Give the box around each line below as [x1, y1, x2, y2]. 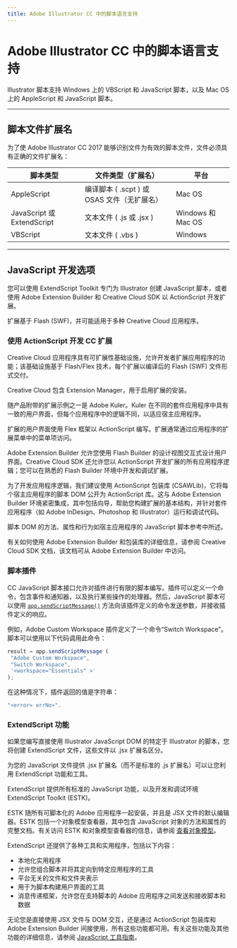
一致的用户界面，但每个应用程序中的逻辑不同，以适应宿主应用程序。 [7, 410, 205, 419]
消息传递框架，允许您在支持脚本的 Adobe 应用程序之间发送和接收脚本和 [17, 892, 226, 900]
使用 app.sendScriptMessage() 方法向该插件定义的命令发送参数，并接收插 [13, 601, 226, 609]
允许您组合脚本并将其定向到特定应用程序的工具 [17, 865, 154, 874]
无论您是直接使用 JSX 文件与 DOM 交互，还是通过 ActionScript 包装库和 [7, 916, 217, 924]
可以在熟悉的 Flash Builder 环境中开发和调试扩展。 [25, 467, 173, 475]
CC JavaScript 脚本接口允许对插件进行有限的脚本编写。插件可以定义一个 [7, 583, 218, 592]
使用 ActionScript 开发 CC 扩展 [7, 336, 113, 346]
